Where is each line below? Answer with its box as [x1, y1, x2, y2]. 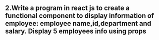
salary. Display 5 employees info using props [5, 27, 147, 36]
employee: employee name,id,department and [5, 19, 152, 28]
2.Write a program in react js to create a [5, 4, 130, 12]
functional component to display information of [5, 12, 155, 20]
